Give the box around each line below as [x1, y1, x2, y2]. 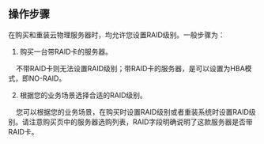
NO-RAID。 [28, 74, 66, 83]
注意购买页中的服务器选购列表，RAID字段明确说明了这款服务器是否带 [28, 117, 253, 127]
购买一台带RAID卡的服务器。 [19, 47, 113, 56]
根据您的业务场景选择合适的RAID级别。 [19, 90, 148, 100]
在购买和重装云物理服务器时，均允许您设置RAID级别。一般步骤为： [8, 30, 225, 40]
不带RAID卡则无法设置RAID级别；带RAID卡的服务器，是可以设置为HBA [15, 63, 245, 73]
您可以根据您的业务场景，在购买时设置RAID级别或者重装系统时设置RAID [15, 107, 249, 116]
